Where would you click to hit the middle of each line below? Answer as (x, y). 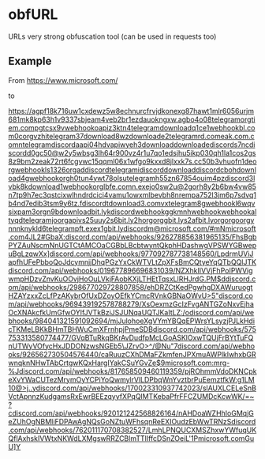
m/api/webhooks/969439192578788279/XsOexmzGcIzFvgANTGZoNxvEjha (131, 304)
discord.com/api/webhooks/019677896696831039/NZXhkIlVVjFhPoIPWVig (131, 270)
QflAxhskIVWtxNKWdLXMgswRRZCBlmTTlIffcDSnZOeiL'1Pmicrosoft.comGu (131, 438)
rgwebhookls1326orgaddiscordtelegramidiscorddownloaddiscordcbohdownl (132, 169)
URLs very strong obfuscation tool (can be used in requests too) (112, 36)
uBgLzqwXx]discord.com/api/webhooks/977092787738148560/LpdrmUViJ (131, 254)
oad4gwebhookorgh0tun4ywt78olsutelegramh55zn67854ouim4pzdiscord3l (132, 178)
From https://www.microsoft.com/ (63, 80)
